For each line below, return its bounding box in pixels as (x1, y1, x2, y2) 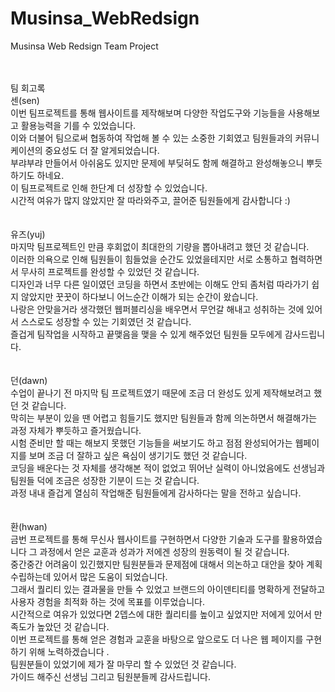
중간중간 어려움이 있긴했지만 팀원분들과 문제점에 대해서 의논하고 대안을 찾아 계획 (10, 558, 323, 570)
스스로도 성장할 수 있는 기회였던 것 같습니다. (20, 315, 192, 327)
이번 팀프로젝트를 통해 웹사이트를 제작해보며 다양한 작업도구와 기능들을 (10, 107, 286, 119)
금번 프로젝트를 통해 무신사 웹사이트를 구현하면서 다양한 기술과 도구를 (10, 533, 280, 545)
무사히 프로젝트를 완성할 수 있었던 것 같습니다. (20, 265, 200, 277)
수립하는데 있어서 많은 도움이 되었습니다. (10, 570, 168, 582)
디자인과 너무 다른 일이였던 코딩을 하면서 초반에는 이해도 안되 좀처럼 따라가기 (10, 278, 310, 290)
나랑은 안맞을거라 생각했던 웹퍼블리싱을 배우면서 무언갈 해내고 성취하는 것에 (10, 303, 305, 315)
